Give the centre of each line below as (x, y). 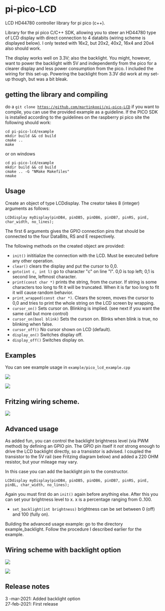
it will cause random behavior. (43, 292)
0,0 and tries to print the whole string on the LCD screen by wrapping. (83, 303)
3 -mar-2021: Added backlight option (43, 599)
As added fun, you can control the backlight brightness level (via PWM (77, 441)
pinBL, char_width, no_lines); (37, 485)
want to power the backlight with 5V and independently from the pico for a (81, 63)
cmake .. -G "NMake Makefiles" (37, 171)
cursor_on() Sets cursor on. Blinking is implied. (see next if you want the (86, 308)
